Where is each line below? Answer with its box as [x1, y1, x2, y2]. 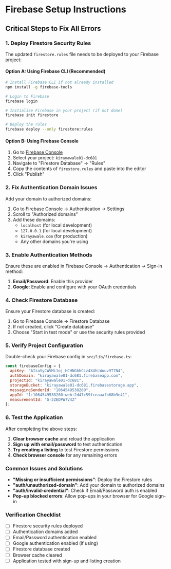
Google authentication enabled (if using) [12, 540, 99, 546]
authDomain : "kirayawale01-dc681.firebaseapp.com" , [10, 373, 123, 378]
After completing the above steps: [5, 426, 77, 432]
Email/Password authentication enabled [12, 535, 97, 541]
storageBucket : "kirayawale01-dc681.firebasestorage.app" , [10, 382, 139, 388]
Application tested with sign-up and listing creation [12, 558, 121, 564]
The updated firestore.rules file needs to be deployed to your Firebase [5, 51, 159, 57]
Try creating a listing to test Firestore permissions [12, 446, 120, 453]
